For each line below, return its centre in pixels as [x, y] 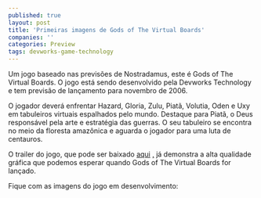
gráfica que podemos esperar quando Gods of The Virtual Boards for [120, 162]
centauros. [25, 139]
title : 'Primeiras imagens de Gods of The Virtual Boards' [107, 30]
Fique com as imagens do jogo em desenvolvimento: [93, 186]
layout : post [29, 23]
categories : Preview [42, 45]
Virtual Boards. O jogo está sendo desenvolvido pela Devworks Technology [130, 82]
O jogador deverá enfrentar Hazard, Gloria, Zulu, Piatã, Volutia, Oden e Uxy [129, 106]
